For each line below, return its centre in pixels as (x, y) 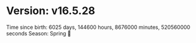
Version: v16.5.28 (51, 11)
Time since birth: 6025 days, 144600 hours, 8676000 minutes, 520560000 (98, 27)
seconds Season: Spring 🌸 (39, 33)
